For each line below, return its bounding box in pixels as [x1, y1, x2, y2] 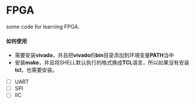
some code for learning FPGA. [6, 23, 80, 30]
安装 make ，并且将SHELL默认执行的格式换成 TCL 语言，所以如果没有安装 [14, 59, 190, 66]
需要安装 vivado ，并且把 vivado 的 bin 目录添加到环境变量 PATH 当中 [14, 51, 174, 59]
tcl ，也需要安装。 [14, 66, 58, 74]
